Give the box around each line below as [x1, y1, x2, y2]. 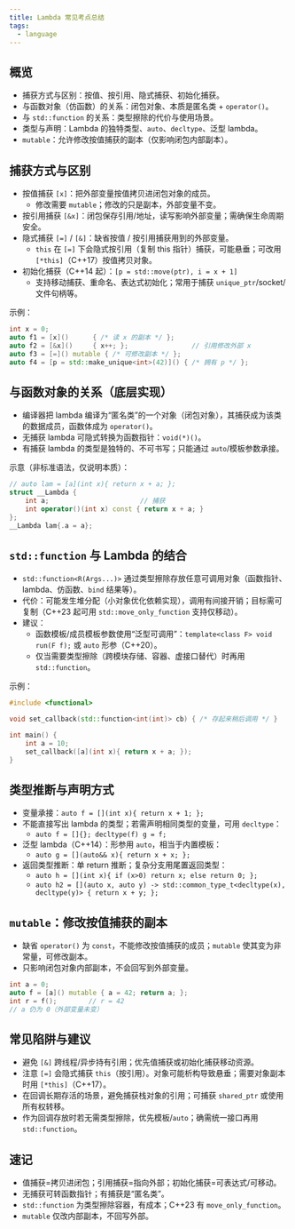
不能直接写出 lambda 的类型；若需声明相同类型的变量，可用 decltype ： [21, 818, 282, 829]
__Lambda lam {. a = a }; [9, 521, 93, 530]
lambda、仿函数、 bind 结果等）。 [21, 584, 142, 595]
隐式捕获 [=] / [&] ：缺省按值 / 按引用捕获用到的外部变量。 [21, 233, 234, 243]
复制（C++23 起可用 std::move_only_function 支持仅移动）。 [21, 606, 243, 618]
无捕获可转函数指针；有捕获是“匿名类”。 [21, 1188, 170, 1200]
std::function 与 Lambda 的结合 [9, 547, 188, 563]
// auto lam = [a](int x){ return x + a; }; [9, 480, 176, 489]
